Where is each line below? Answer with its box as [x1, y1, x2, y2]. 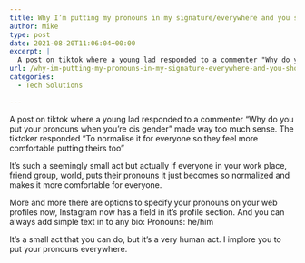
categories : [9, 73, 54, 82]
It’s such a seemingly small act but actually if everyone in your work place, [9, 160, 288, 170]
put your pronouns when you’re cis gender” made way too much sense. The [9, 123, 294, 134]
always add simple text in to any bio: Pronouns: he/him [9, 216, 214, 227]
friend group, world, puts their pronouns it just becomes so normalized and [9, 170, 290, 180]
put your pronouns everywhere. [9, 243, 128, 254]
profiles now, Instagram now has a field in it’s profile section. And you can [9, 206, 285, 218]
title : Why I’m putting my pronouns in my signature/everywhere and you [9, 13, 290, 23]
